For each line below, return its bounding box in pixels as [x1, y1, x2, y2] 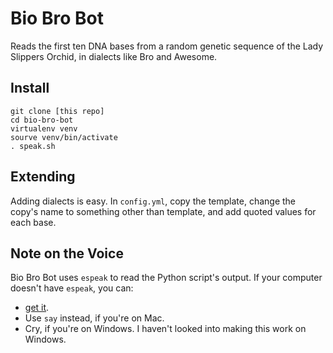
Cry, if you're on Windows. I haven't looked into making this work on [24, 323, 307, 335]
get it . [24, 302, 50, 314]
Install [10, 80, 50, 97]
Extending [10, 168, 76, 186]
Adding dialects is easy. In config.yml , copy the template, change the [10, 195, 297, 207]
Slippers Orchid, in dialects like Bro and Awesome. [10, 50, 218, 62]
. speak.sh [10, 141, 56, 151]
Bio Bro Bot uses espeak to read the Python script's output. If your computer [10, 272, 323, 284]
